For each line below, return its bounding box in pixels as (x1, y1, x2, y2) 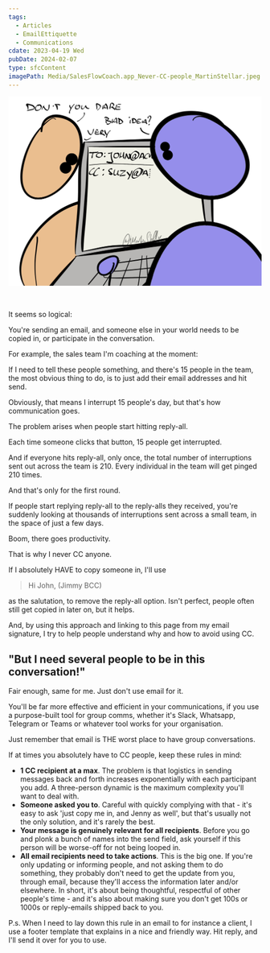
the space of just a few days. (8, 518, 104, 528)
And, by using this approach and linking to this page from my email (8, 621, 230, 630)
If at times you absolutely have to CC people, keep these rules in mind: (8, 750, 243, 760)
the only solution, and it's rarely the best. (19, 817, 156, 827)
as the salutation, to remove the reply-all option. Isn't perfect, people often (8, 596, 255, 606)
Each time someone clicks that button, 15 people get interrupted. (8, 437, 223, 447)
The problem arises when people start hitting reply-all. (8, 422, 189, 431)
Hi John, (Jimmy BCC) (27, 580, 102, 591)
